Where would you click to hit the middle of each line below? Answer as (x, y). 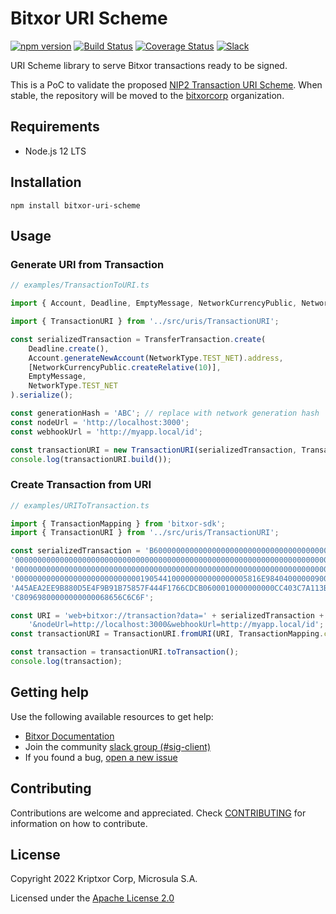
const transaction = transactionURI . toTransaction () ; (125, 652)
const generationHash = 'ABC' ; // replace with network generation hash (165, 413)
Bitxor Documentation (69, 736)
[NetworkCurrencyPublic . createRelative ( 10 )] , (125, 367)
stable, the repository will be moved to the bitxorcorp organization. (147, 95)
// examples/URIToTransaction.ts (80, 505)
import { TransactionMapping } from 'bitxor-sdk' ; (118, 523)
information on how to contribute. (79, 823)
